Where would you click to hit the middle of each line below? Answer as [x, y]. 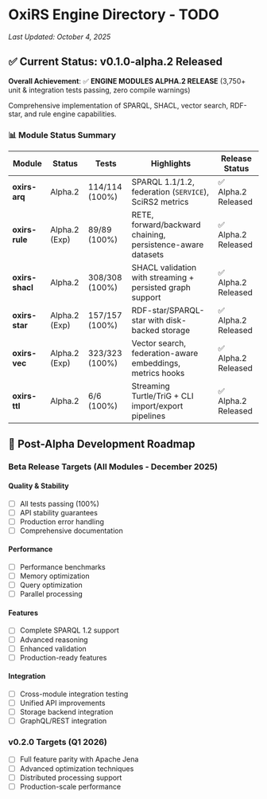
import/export [157, 406]
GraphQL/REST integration [63, 721]
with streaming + [163, 278]
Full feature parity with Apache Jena [79, 759]
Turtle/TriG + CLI [163, 396]
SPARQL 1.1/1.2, [163, 182]
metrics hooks [158, 374]
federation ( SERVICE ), [170, 192]
